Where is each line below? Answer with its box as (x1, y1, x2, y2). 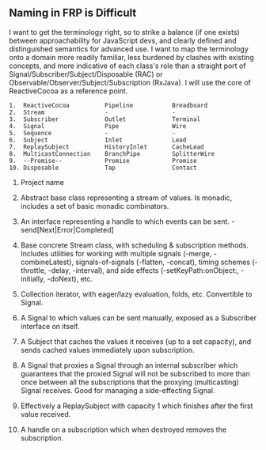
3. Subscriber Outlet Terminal (9, 115, 201, 123)
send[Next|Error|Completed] (20, 225, 114, 234)
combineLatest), (20, 257, 74, 267)
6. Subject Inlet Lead (9, 136, 187, 144)
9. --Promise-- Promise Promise (9, 157, 197, 164)
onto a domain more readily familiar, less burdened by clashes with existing (9, 52, 254, 62)
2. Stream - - (9, 108, 177, 116)
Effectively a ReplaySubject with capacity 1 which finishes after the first (20, 401, 253, 410)
